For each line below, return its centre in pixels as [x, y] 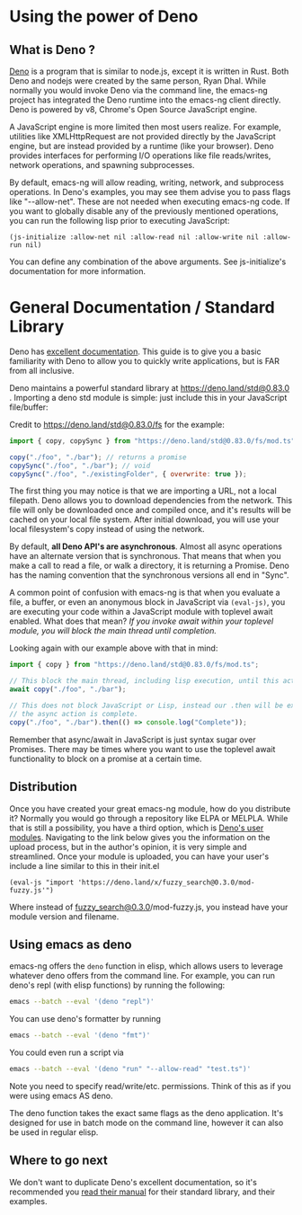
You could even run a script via [67, 1052]
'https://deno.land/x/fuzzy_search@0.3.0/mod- [166, 882]
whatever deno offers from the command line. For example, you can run [142, 976]
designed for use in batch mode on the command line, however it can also [147, 1122]
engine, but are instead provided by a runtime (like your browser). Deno [142, 146]
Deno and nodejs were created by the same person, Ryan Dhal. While [138, 81]
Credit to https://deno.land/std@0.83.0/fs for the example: [117, 424]
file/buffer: [29, 407]
